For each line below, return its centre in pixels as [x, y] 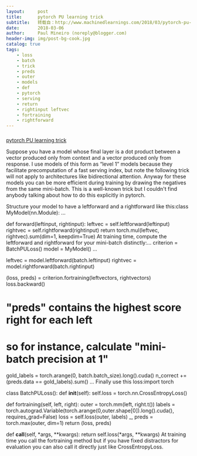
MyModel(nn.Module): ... [36, 213]
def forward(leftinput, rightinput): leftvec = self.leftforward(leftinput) [88, 224]
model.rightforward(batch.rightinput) [50, 266]
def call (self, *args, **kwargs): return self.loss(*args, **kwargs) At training [96, 434]
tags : [13, 50]
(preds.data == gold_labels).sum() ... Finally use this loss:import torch [90, 382]
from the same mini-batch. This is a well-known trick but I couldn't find [92, 189]
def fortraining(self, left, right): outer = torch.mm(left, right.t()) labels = [91, 404]
